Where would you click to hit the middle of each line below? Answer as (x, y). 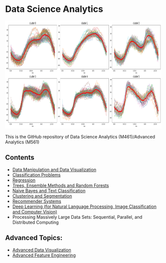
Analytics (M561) (22, 142)
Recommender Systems (37, 201)
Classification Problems (36, 175)
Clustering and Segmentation (42, 196)
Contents (20, 158)
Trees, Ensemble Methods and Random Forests (60, 185)
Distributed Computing (35, 222)
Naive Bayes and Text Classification (49, 191)
